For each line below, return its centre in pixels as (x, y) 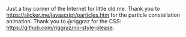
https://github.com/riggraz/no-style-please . (60, 27)
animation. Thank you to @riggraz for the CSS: (64, 21)
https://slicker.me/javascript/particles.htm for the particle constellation (93, 15)
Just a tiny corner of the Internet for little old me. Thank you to (83, 9)
